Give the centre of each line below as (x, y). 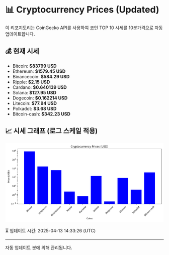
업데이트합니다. (20, 34)
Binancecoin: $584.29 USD (41, 76)
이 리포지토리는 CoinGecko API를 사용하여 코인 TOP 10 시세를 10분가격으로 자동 (84, 28)
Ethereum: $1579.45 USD (39, 71)
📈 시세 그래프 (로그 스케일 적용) (52, 131)
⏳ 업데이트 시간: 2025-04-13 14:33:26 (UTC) (51, 230)
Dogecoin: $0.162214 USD (40, 98)
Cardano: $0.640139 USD (39, 87)
